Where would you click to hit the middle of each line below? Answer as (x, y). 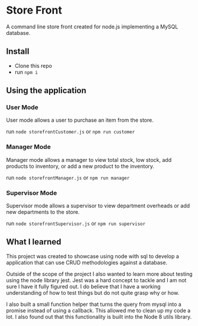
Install (18, 52)
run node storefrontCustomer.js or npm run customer (70, 132)
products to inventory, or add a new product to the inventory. (80, 166)
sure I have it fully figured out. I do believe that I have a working (83, 286)
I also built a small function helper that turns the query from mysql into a (94, 304)
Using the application (46, 91)
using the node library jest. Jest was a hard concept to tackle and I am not (96, 280)
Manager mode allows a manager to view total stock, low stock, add (89, 159)
